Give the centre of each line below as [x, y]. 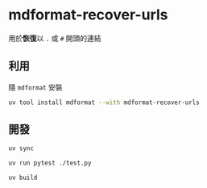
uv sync [21, 148]
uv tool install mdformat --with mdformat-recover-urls [104, 102]
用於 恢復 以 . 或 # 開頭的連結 [55, 38]
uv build [23, 178]
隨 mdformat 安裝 [35, 87]
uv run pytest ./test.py [50, 163]
